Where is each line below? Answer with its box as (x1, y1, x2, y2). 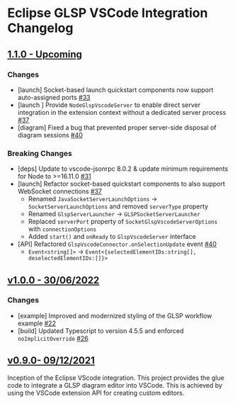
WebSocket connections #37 (17, 187, 103, 196)
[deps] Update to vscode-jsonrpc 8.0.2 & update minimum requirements (17, 164, 229, 173)
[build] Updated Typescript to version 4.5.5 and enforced (17, 326, 184, 335)
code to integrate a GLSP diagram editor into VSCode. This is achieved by (7, 381, 223, 389)
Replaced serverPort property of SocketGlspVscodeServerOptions (28, 218, 218, 226)
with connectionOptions (28, 225, 97, 233)
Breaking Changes (7, 148, 73, 158)
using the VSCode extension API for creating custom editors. (7, 388, 185, 397)
